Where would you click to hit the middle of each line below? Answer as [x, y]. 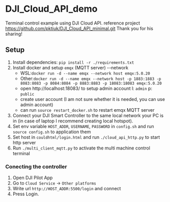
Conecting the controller [36, 166]
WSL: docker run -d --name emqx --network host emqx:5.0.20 [85, 73]
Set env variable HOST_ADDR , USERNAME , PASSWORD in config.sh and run [83, 126]
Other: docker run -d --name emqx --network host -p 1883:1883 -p [91, 78]
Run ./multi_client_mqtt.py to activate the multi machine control [81, 148]
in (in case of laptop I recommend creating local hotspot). [73, 121]
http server [24, 142]
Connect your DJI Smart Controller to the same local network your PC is [88, 115]
